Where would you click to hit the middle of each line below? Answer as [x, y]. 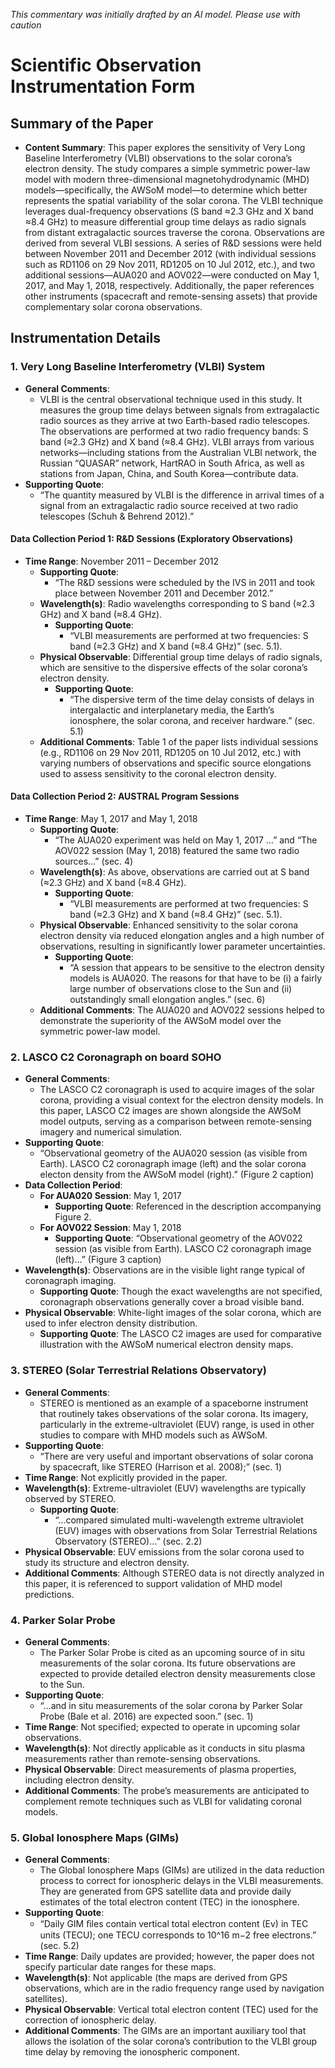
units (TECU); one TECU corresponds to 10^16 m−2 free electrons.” [178, 1935]
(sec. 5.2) [59, 1946]
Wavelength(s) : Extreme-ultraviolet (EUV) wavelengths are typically [165, 1488]
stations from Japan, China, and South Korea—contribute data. [169, 473]
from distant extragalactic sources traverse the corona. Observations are [174, 232]
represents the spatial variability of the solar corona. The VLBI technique [174, 200]
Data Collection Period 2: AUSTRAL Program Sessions [125, 796]
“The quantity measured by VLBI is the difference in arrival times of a [182, 495]
